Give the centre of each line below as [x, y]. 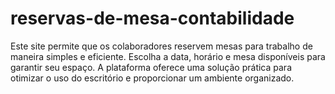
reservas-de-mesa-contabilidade [152, 18]
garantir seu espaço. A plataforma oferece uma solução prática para [151, 67]
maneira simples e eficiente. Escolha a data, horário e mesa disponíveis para [168, 56]
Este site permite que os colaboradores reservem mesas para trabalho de [161, 46]
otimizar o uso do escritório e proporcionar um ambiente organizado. [152, 78]
